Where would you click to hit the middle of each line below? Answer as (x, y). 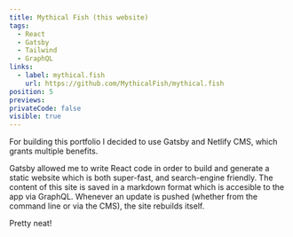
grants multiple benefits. (54, 151)
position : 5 (31, 91)
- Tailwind (37, 51)
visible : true (36, 116)
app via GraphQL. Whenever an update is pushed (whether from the (134, 197)
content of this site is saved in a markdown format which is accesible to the (147, 187)
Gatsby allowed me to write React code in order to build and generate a (139, 169)
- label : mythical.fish (61, 75)
